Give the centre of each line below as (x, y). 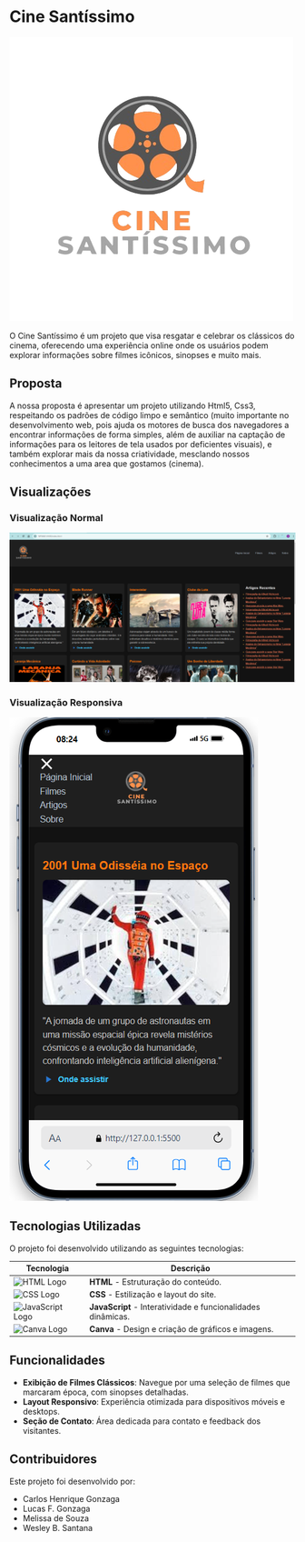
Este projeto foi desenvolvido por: (73, 1481)
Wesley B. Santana (58, 1527)
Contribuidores (53, 1460)
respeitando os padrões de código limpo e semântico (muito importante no (149, 415)
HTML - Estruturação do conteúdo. (156, 1282)
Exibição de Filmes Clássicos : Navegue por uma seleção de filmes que (156, 1382)
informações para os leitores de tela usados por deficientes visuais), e (141, 444)
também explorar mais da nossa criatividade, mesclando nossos (129, 454)
